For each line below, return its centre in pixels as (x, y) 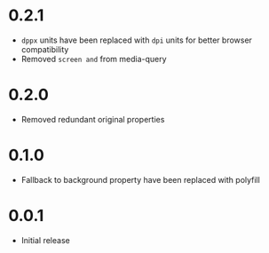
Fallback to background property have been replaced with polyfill (141, 179)
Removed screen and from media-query (94, 59)
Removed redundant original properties (93, 119)
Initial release (45, 240)
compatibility (45, 49)
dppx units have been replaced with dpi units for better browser (136, 40)
